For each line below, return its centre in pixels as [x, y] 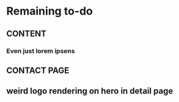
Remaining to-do [49, 11]
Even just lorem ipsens [41, 51]
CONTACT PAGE [38, 70]
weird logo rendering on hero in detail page [90, 91]
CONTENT [27, 34]
